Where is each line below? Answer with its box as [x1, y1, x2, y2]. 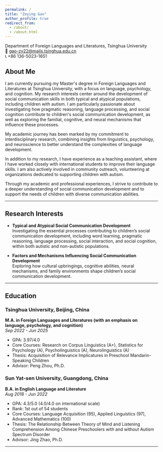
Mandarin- [130, 353, 151, 358]
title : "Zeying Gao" [5, 12, 47, 16]
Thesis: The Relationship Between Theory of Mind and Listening [12, 421, 141, 427]
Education [5, 292, 37, 300]
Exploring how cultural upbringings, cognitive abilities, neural [12, 263, 134, 269]
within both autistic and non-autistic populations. [12, 243, 110, 249]
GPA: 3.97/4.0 [12, 337, 40, 343]
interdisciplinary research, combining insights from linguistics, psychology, [5, 136, 154, 142]
